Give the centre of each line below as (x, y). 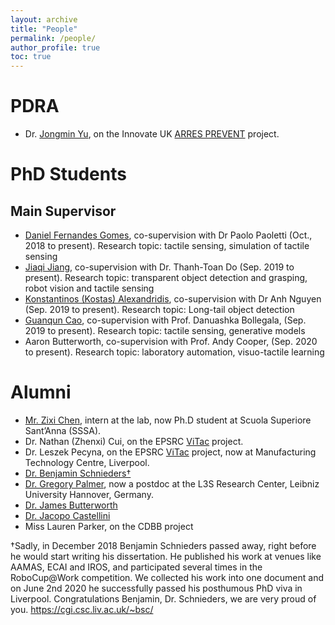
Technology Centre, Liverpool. (87, 462)
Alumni (41, 392)
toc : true (31, 57)
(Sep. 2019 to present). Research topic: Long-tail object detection (159, 310)
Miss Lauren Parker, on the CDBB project (109, 526)
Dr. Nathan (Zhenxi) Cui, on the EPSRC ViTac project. (134, 441)
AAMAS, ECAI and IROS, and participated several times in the (136, 567)
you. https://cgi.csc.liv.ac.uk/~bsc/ (82, 609)
